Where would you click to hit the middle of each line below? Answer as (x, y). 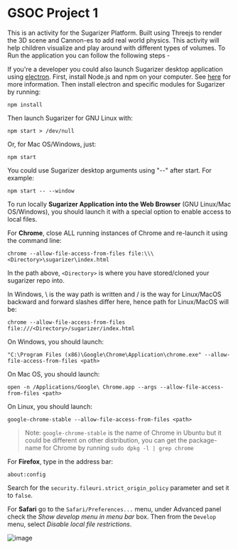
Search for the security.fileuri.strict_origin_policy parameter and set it (118, 487)
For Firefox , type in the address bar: (60, 461)
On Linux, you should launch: (50, 406)
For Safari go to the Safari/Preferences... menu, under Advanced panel (114, 509)
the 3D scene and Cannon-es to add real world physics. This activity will (113, 40)
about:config (27, 474)
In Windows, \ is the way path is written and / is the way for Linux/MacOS (114, 294)
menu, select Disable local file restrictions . (70, 524)
